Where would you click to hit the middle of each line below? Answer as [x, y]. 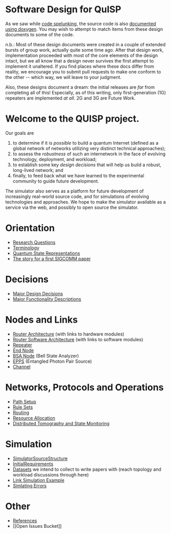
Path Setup [24, 402]
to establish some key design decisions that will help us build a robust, [87, 165]
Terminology [26, 248]
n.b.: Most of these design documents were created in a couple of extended [85, 44]
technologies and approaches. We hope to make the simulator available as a [86, 202]
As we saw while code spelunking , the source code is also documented [81, 24]
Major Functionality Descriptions [47, 299]
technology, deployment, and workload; [55, 159]
